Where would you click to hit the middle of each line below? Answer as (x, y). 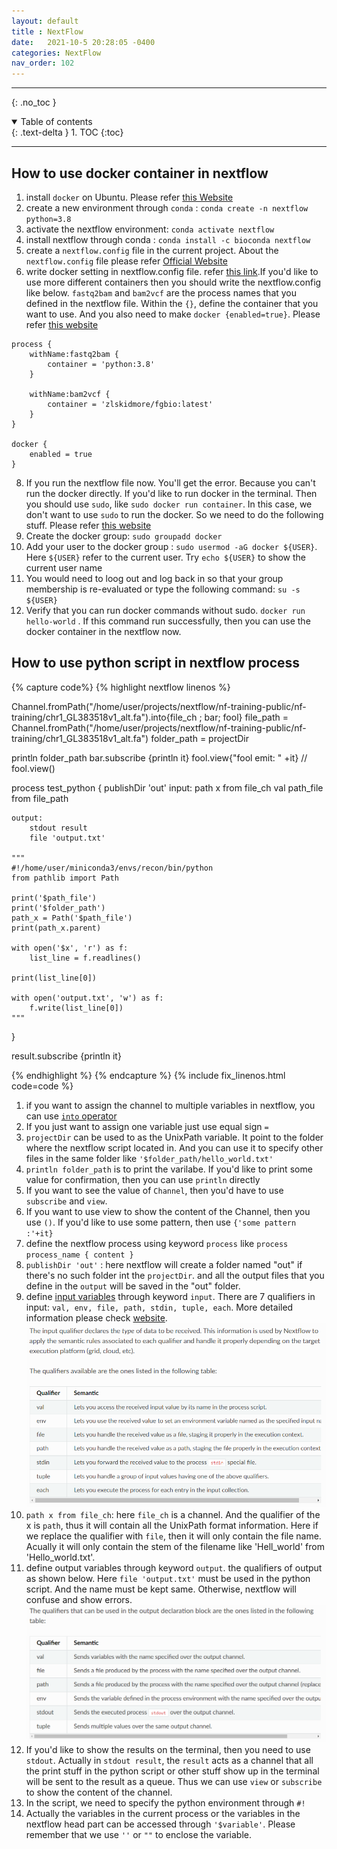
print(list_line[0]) (54, 978)
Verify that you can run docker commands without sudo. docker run (165, 610)
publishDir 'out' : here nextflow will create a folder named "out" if (164, 1264)
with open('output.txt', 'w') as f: (87, 998)
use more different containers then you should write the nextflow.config (173, 282)
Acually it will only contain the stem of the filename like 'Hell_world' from (175, 1547)
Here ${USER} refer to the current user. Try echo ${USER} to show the (165, 557)
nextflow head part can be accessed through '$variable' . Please (160, 1824)
